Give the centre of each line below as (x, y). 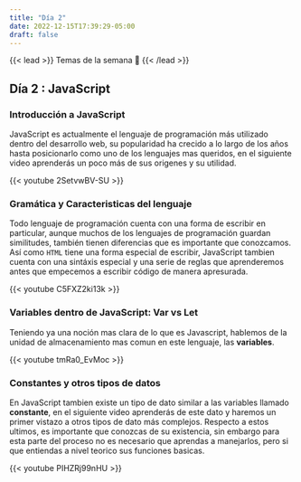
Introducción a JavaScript (67, 114)
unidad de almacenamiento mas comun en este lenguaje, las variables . (142, 342)
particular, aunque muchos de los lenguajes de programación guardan (140, 233)
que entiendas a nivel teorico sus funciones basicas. (107, 450)
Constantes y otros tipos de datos (85, 383)
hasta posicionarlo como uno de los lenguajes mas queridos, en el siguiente (150, 154)
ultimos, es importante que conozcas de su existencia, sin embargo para (145, 431)
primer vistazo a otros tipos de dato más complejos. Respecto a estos (139, 421)
